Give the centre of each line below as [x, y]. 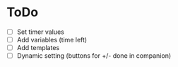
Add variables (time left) [52, 40]
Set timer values [40, 32]
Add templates [38, 48]
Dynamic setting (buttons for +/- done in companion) [94, 56]
